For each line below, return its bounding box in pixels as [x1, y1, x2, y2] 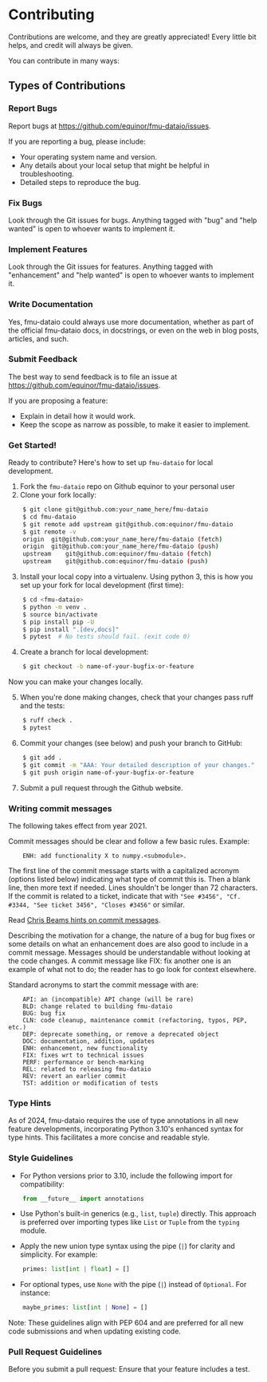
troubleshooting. [19, 169, 74, 179]
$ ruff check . [22, 716, 73, 725]
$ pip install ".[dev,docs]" [22, 625, 120, 633]
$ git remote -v [22, 528, 77, 536]
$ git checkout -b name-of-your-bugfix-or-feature [22, 663, 194, 671]
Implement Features [8, 243, 88, 254]
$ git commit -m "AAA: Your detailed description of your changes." [22, 761, 255, 769]
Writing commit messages [8, 803, 112, 814]
